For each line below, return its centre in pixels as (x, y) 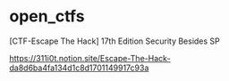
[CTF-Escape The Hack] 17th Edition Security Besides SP (115, 41)
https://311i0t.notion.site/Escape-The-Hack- (90, 58)
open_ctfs (47, 16)
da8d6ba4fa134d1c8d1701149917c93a (79, 68)
